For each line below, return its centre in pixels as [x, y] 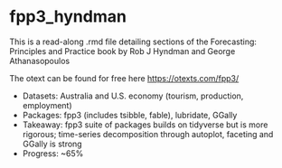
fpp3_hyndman [68, 17]
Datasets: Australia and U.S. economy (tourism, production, [133, 96]
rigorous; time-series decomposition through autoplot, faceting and [148, 134]
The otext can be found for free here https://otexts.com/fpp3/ [124, 78]
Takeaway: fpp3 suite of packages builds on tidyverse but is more [145, 125]
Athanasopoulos [40, 61]
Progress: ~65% [53, 153]
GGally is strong [52, 144]
